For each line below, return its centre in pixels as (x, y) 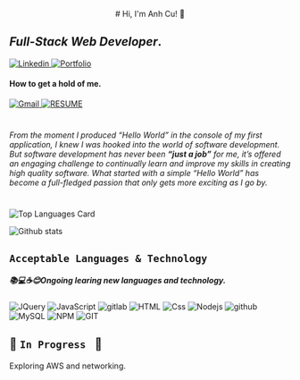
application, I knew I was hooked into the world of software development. (145, 145)
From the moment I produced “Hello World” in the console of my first (136, 135)
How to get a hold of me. (55, 84)
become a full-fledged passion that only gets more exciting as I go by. (138, 182)
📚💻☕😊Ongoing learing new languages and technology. (117, 281)
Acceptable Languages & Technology (108, 258)
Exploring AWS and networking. (68, 366)
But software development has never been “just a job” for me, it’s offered (145, 154)
